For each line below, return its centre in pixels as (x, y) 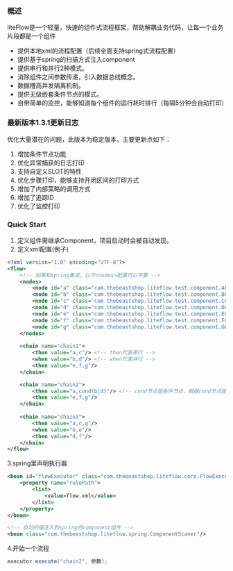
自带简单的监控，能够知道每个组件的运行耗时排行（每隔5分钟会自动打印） (122, 103)
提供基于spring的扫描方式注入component (76, 60)
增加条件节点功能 (42, 154)
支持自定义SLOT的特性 (49, 171)
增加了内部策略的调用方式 (54, 188)
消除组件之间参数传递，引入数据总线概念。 (78, 77)
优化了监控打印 (38, 206)
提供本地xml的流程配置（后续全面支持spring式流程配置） (98, 51)
